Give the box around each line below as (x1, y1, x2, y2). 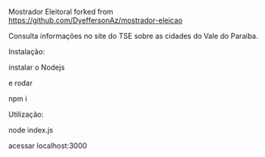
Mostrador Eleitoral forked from (8, 7, 113, 16)
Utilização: (8, 109, 45, 119)
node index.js (8, 125, 53, 134)
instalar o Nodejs (8, 62, 65, 72)
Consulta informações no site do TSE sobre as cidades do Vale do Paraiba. (8, 32, 259, 40)
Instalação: (8, 47, 45, 56)
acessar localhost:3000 (8, 141, 88, 151)
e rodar (8, 78, 33, 87)
